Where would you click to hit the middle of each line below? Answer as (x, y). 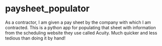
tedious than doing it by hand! (35, 38)
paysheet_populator (47, 9)
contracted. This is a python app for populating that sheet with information (81, 27)
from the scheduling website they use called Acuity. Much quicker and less (81, 33)
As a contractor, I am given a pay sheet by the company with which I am (78, 22)
